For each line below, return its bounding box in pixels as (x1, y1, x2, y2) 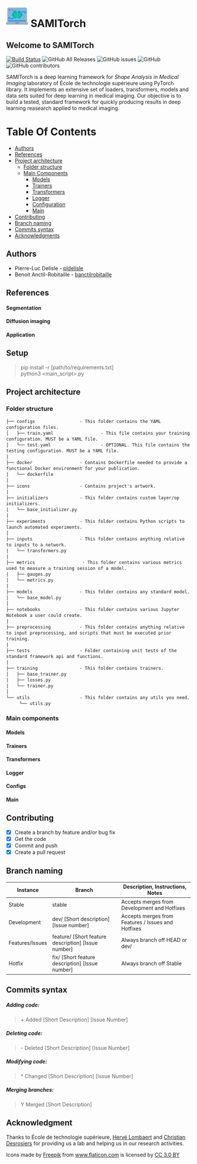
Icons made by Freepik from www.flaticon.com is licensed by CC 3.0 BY (6, 1151, 180, 1158)
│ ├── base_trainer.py (6, 672, 67, 677)
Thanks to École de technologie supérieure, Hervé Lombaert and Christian (6, 1133, 186, 1140)
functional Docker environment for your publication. (6, 466, 141, 472)
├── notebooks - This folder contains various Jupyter (6, 607, 180, 613)
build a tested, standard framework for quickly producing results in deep (6, 99, 181, 105)
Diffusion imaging (6, 318, 51, 325)
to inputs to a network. (6, 542, 67, 548)
